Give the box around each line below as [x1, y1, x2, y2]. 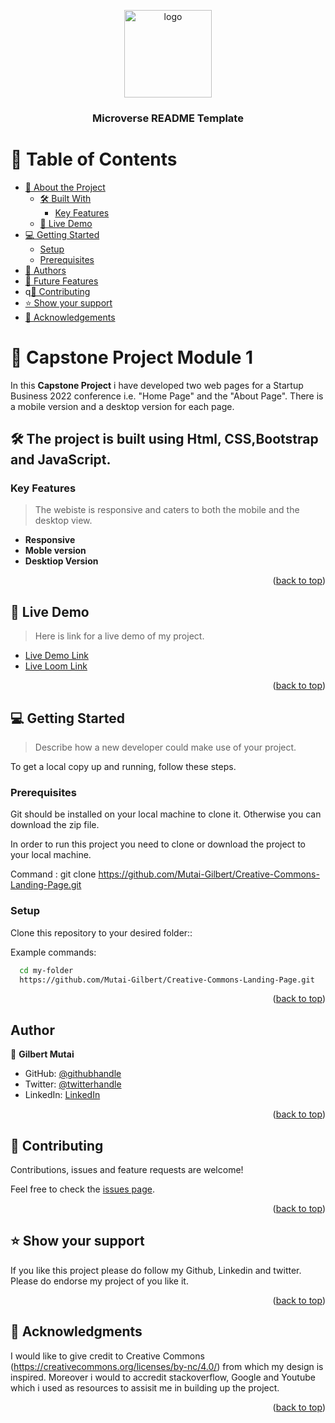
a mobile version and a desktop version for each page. [10, 400, 235, 412]
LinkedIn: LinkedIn [24, 1089, 101, 1101]
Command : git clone [10, 868, 97, 880]
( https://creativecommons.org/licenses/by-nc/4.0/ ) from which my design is [10, 1360, 324, 1372]
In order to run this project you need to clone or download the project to [10, 838, 306, 850]
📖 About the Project [24, 181, 106, 193]
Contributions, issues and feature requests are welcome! [10, 1164, 244, 1176]
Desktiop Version [24, 555, 99, 567]
